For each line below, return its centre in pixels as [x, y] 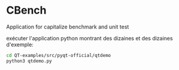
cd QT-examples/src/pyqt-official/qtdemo [59, 55]
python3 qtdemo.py [29, 61]
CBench [26, 10]
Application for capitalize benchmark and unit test [68, 27]
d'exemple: [20, 44]
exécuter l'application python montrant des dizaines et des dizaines [89, 38]
